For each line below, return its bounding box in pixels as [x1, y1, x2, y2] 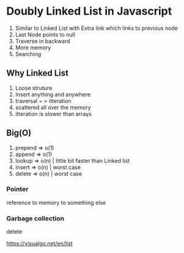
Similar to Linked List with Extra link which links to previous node [15, 24, 178, 32]
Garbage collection [6, 214, 65, 223]
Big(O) [6, 128, 32, 138]
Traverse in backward [15, 37, 70, 45]
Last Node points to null [15, 30, 75, 38]
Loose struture [15, 84, 53, 91]
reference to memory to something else [6, 199, 106, 206]
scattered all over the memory [15, 104, 92, 111]
